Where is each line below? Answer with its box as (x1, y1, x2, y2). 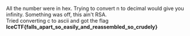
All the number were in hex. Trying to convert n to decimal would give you (6, 5, 184, 12)
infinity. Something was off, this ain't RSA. (6, 11, 107, 18)
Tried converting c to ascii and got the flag (6, 17, 108, 24)
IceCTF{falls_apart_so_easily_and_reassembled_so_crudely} (6, 23, 158, 30)
